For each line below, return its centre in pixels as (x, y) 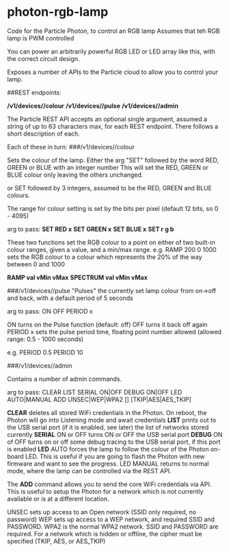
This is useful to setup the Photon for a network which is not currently (105, 491)
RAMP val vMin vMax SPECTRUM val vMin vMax (78, 277)
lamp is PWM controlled (41, 38)
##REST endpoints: (34, 92)
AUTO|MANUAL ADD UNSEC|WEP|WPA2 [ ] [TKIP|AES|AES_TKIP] (99, 399)
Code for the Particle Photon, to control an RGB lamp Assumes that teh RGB (113, 31)
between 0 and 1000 (36, 264)
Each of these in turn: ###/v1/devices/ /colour (71, 147)
